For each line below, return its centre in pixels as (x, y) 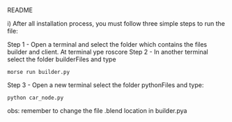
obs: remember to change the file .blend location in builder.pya (97, 110)
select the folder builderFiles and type (62, 59)
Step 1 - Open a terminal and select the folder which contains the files (107, 44)
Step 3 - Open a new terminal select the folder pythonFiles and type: (106, 85)
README (20, 10)
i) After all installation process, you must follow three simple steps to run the (116, 23)
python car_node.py (36, 98)
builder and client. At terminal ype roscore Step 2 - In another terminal (108, 52)
